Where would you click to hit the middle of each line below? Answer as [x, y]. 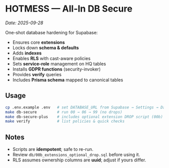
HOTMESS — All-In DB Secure [69, 9]
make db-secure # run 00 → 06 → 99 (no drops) [64, 112]
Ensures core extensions [39, 42]
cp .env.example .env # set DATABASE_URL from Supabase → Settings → [82, 107]
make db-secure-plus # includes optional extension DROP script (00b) [84, 117]
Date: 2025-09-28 [24, 23]
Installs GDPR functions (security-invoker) [56, 69]
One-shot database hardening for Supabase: [52, 32]
